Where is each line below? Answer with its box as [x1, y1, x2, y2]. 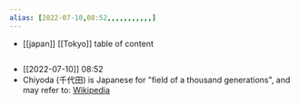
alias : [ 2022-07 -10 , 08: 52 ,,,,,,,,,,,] [9, 13, 156, 23]
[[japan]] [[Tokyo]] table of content [22, 38, 154, 49]
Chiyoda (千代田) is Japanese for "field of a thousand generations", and [22, 74, 291, 85]
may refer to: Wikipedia [22, 84, 111, 95]
